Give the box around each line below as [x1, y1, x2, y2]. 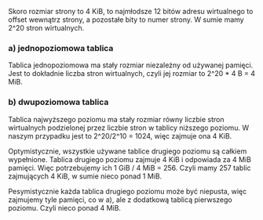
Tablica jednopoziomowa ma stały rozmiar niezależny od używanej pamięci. [8, 60, 254, 70]
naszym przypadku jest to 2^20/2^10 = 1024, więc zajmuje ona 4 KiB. [8, 131, 232, 140]
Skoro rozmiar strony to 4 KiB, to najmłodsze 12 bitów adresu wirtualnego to [8, 7, 254, 16]
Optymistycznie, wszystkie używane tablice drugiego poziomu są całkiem [8, 146, 247, 156]
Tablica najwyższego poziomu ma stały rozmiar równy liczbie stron [8, 114, 225, 124]
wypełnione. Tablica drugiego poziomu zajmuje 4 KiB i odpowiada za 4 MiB [8, 154, 251, 164]
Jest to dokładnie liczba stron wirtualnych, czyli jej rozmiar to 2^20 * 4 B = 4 [8, 69, 256, 78]
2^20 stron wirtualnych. [8, 23, 85, 32]
